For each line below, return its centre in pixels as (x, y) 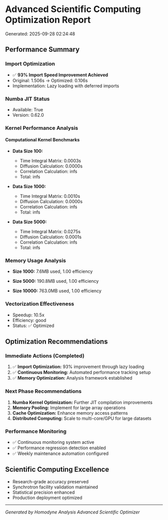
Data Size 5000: (29, 222)
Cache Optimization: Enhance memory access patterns (70, 413)
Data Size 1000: (29, 187)
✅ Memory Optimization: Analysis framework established (72, 378)
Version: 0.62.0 (28, 115)
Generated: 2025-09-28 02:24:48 (40, 34)
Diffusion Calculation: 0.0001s (50, 237)
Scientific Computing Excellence (57, 470)
